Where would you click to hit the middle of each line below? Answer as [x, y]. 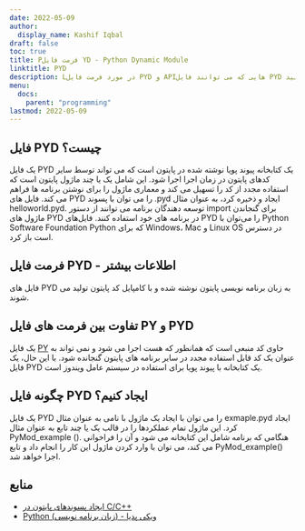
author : [24, 26]
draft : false [34, 43]
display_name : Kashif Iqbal [71, 35]
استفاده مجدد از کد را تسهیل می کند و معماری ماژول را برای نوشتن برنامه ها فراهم [149, 189]
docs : [28, 94]
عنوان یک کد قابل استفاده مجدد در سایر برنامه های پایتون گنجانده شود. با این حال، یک [152, 357]
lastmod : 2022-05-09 [49, 111]
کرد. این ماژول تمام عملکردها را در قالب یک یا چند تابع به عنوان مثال [123, 427]
